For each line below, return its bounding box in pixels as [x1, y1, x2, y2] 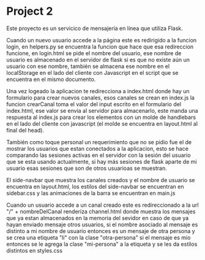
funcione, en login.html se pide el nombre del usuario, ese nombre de [6, 49, 182, 56]
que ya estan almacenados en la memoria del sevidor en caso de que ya [6, 214, 189, 221]
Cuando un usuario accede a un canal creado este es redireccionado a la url [6, 201, 199, 208]
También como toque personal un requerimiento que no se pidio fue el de [6, 138, 192, 145]
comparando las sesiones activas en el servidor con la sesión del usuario [6, 151, 191, 159]
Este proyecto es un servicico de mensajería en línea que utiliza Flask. [6, 25, 184, 32]
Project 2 [6, 4, 53, 18]
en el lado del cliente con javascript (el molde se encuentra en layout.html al [6, 120, 198, 127]
